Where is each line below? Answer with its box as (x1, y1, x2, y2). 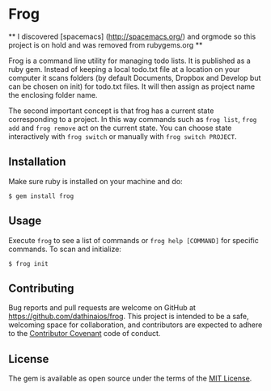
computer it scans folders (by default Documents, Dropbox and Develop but (8, 73, 261, 82)
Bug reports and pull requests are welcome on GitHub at (8, 303, 197, 313)
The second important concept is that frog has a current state (8, 106, 214, 116)
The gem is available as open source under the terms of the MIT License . (8, 373, 252, 384)
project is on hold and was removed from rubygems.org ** (8, 40, 203, 49)
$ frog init (8, 259, 49, 267)
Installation (8, 155, 66, 169)
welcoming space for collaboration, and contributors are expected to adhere (8, 320, 263, 330)
